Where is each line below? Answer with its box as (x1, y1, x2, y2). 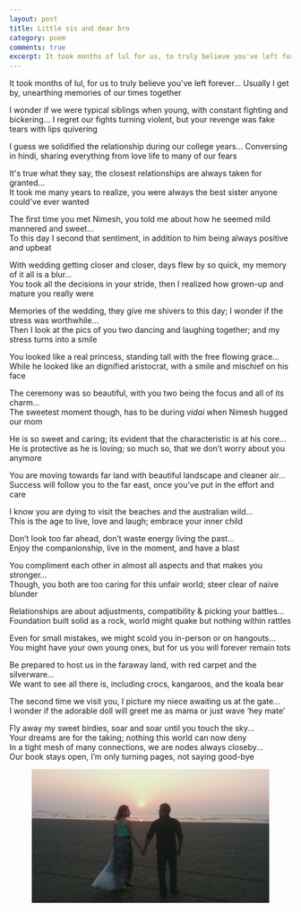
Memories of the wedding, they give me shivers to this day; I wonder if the (9, 305, 284, 317)
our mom (9, 416, 43, 427)
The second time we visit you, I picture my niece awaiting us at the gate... (9, 696, 280, 707)
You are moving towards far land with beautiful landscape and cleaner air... (9, 470, 286, 481)
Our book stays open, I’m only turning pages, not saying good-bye (9, 752, 254, 763)
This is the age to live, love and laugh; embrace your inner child (9, 516, 244, 527)
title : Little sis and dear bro (9, 23, 130, 33)
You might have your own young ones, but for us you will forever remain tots (9, 643, 291, 653)
